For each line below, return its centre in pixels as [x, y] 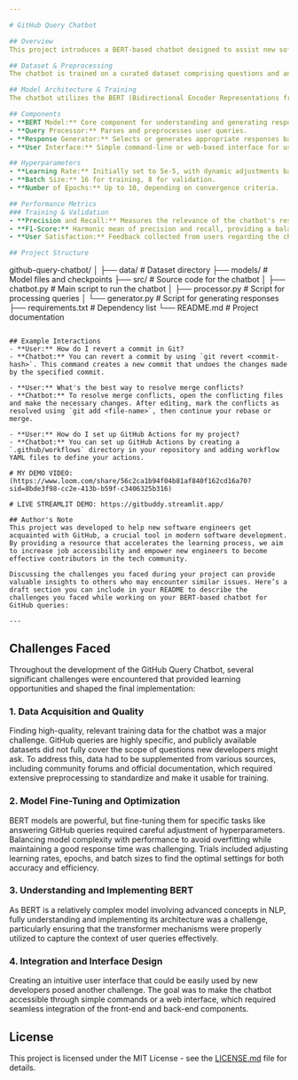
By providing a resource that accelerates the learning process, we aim [146, 544]
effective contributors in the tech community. [99, 559]
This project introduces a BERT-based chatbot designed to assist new [142, 50]
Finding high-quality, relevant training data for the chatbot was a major [138, 731]
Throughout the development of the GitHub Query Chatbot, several [132, 669]
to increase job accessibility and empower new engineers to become [138, 552]
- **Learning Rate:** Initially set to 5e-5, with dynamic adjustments [144, 171]
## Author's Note [41, 520]
